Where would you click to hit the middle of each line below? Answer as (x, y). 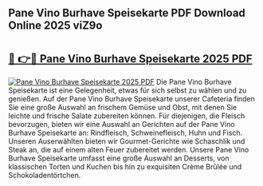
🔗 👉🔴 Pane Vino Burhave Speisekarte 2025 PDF (130, 59)
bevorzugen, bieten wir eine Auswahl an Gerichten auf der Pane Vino (122, 124)
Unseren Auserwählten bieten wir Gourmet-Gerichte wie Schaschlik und (127, 141)
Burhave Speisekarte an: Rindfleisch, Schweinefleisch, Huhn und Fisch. (126, 133)
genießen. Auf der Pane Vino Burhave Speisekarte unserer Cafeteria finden (131, 99)
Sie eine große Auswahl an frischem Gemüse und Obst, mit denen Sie (123, 107)
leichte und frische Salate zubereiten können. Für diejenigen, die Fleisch (127, 116)
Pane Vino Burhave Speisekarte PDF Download (127, 13)
